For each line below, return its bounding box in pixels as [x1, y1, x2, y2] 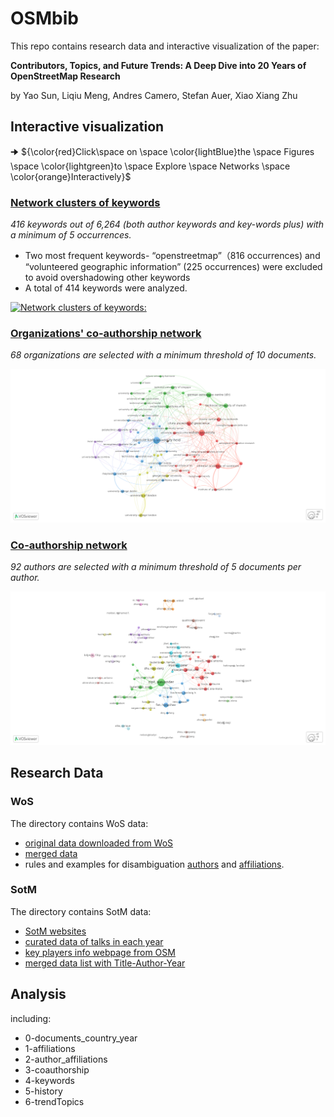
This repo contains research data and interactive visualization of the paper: [10, 40, 320, 52]
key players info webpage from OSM [24, 946, 176, 958]
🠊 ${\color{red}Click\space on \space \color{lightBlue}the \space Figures [10, 145, 315, 157]
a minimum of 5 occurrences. [10, 229, 132, 241]
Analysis [10, 986, 67, 1003]
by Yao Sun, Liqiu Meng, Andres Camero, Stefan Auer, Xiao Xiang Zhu [10, 89, 298, 101]
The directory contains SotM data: [10, 905, 152, 917]
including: [10, 1012, 52, 1024]
